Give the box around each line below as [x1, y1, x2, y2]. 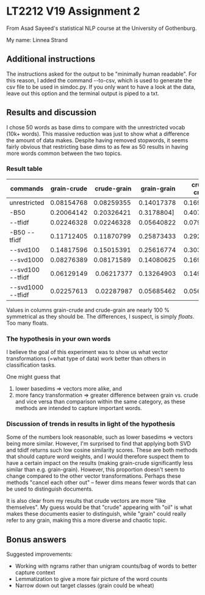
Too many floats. [6, 319, 49, 326]
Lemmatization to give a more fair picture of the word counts [15, 575, 168, 583]
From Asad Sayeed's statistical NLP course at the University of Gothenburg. [6, 24, 197, 32]
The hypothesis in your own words [6, 334, 111, 343]
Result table [6, 165, 43, 173]
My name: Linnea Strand [6, 36, 68, 43]
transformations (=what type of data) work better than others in [6, 355, 166, 362]
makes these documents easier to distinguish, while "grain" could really [6, 510, 187, 517]
